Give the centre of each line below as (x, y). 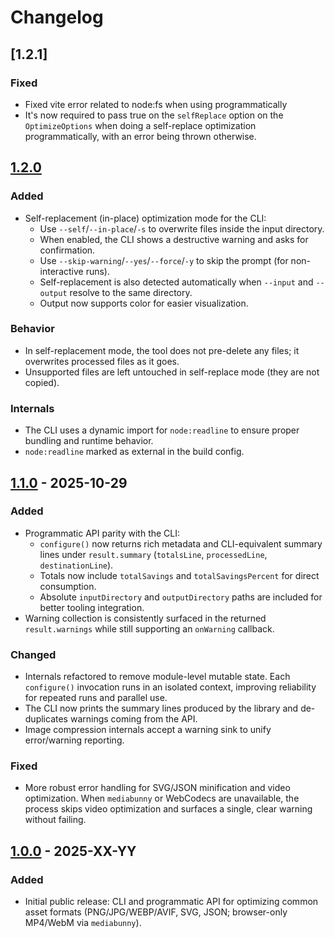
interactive (61, 271)
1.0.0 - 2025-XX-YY (73, 851)
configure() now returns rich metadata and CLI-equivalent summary (181, 543)
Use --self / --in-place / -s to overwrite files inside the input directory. (182, 228)
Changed (33, 654)
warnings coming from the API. (133, 719)
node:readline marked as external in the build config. (134, 452)
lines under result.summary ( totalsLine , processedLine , (153, 554)
